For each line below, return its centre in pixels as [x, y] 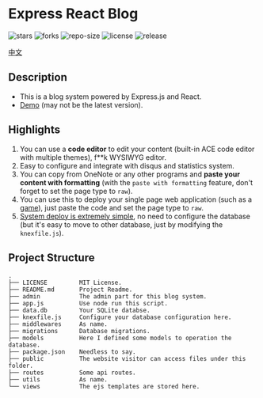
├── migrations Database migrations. [79, 332]
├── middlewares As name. [58, 324]
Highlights [34, 130]
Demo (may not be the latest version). [81, 104]
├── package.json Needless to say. [72, 352]
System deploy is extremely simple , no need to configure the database [135, 216]
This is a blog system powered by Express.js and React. [111, 97]
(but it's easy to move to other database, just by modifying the [121, 224]
